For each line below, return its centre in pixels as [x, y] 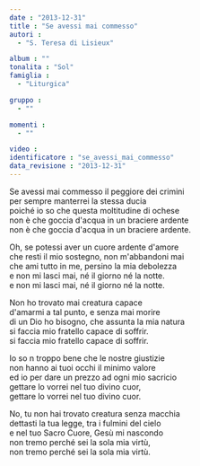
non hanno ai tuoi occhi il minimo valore [83, 367]
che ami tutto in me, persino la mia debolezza [93, 266]
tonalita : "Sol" [42, 67]
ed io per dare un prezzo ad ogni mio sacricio [93, 377]
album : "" [30, 59]
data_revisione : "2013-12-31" [68, 166]
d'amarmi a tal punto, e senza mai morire [85, 312]
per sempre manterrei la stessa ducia [78, 201]
